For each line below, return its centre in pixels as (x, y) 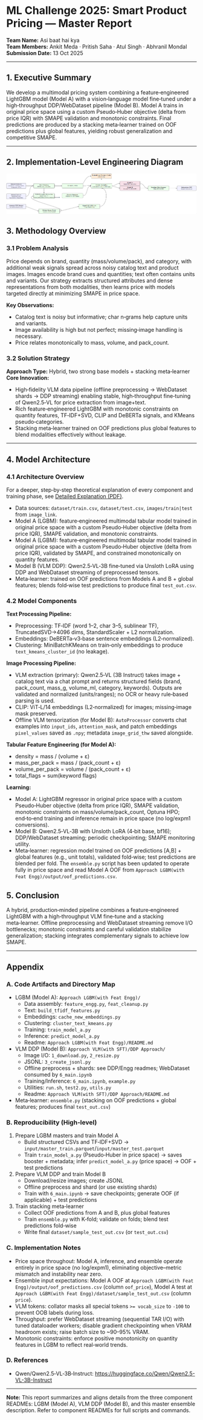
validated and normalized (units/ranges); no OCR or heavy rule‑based (101, 695)
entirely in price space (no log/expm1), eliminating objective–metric (98, 1267)
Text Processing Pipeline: (39, 614)
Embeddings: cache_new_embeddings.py (72, 1016)
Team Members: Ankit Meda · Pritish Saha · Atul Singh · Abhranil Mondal (97, 47)
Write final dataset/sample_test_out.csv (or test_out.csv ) (96, 1232)
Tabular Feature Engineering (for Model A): (61, 745)
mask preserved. (36, 714)
